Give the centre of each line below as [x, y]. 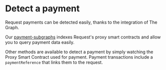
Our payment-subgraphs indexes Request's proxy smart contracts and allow [83, 37]
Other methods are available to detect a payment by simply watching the [79, 52]
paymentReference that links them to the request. [54, 62]
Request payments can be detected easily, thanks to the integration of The [81, 22]
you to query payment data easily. [40, 42]
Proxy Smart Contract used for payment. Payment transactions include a [79, 57]
